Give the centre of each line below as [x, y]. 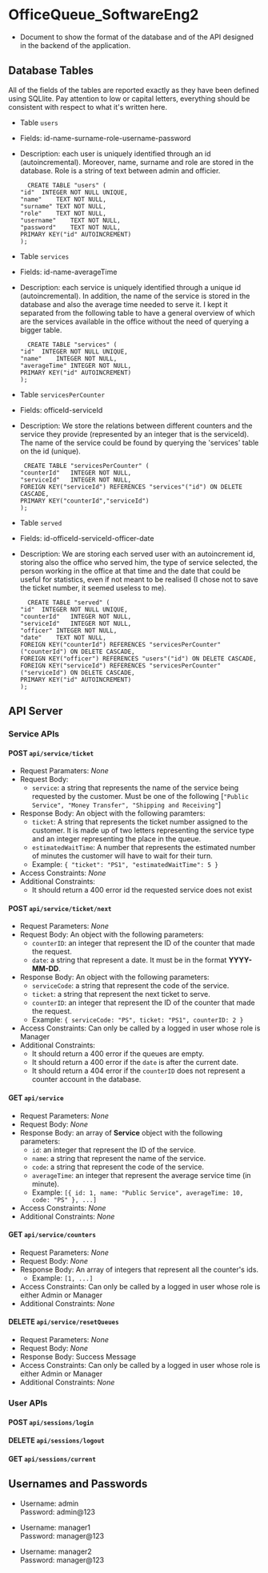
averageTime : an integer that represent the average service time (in [141, 1175]
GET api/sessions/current [52, 1458]
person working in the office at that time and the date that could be [130, 571]
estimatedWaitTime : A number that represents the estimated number [144, 848]
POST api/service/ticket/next [60, 908]
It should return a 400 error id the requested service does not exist [142, 890]
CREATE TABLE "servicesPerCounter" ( [86, 466]
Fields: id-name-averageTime [68, 272]
